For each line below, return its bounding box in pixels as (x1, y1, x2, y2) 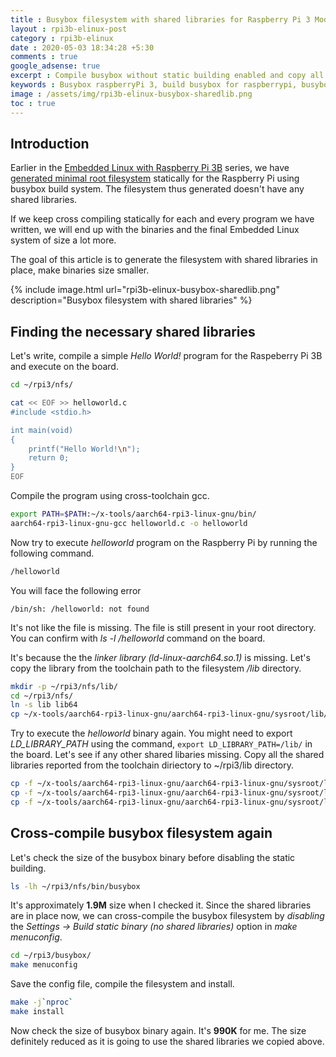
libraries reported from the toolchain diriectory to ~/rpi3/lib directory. (10, 759, 295, 771)
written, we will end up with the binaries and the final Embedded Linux (10, 224, 300, 236)
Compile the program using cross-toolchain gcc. (10, 490, 210, 501)
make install (10, 1007, 65, 1017)
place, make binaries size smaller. (10, 264, 150, 276)
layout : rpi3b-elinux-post (10, 24, 128, 34)
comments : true (10, 52, 78, 62)
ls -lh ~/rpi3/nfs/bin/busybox (10, 881, 141, 891)
